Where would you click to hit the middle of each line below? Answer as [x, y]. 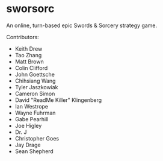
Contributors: [23, 37]
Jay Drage [28, 145]
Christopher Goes [37, 138]
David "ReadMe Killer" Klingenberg [58, 100]
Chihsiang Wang [35, 81]
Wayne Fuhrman [35, 113]
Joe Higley [28, 125]
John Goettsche [35, 74]
